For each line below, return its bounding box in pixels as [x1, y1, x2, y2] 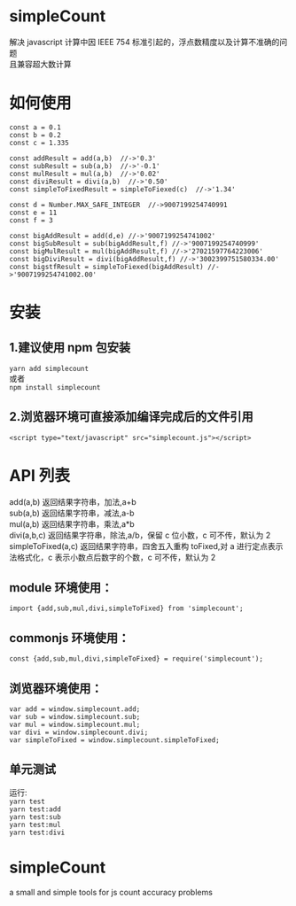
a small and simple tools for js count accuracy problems [9, 887, 213, 897]
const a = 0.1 [9, 122, 62, 132]
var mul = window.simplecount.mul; [9, 720, 141, 730]
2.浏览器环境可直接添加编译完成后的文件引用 [9, 409, 254, 424]
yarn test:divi [9, 828, 66, 837]
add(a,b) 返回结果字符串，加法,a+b [9, 496, 137, 507]
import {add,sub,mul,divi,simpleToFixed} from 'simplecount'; [9, 604, 244, 613]
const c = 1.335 [9, 138, 69, 147]
